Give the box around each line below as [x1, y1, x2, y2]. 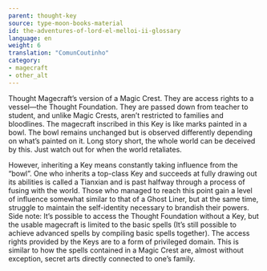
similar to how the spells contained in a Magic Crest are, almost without [8, 245, 245, 255]
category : [8, 57, 42, 65]
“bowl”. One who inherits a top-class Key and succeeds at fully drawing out [8, 168, 258, 178]
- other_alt [8, 71, 48, 79]
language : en [8, 34, 52, 42]
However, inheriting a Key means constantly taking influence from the [8, 160, 238, 169]
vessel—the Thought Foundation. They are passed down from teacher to [8, 102, 249, 111]
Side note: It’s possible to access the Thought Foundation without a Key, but [8, 211, 259, 220]
